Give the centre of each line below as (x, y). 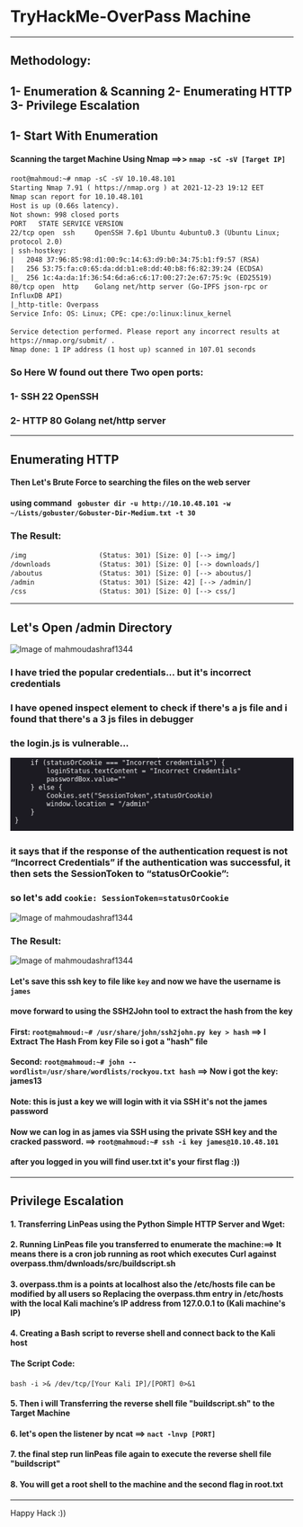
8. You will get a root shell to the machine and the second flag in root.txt (147, 1485)
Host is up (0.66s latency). (65, 206)
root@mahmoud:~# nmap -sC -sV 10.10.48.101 (93, 179)
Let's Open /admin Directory (91, 627)
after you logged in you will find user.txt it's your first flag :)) (125, 1162)
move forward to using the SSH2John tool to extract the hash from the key (151, 1011)
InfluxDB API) (37, 296)
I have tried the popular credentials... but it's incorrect (131, 673)
